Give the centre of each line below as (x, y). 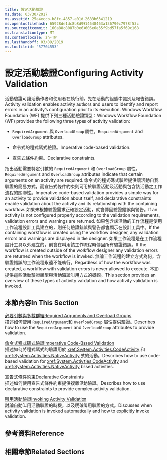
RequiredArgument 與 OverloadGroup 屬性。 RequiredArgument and (78, 131)
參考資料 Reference (35, 433)
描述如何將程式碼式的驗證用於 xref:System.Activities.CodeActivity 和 (75, 349)
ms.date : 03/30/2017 (27, 14)
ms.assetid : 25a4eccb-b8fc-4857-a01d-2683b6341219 (59, 19)
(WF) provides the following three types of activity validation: (68, 121)
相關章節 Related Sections (45, 452)
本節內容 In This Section (42, 303)
